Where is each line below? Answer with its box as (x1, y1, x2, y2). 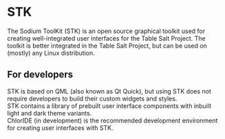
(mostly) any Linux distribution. (7, 49, 95, 57)
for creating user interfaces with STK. (7, 123, 114, 131)
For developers (7, 69, 74, 81)
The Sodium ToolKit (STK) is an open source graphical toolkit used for (7, 27, 205, 35)
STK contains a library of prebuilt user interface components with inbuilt (7, 101, 212, 110)
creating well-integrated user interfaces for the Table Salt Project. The (7, 34, 206, 42)
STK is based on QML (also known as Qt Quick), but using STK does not (7, 87, 212, 95)
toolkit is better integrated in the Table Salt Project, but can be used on (7, 41, 208, 50)
